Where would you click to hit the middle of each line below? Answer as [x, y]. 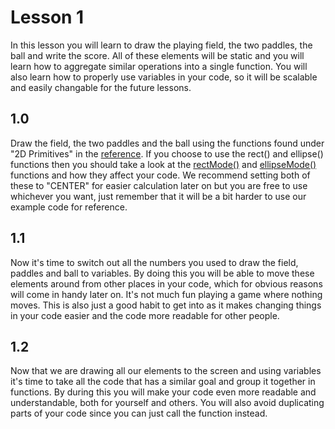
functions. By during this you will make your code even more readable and [163, 392]
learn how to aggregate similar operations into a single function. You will [159, 66]
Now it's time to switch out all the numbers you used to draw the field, [154, 262]
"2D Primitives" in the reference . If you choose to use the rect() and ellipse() [167, 153]
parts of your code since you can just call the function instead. [139, 413]
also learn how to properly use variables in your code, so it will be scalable [164, 77]
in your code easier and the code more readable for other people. [145, 315]
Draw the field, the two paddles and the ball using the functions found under [167, 143]
